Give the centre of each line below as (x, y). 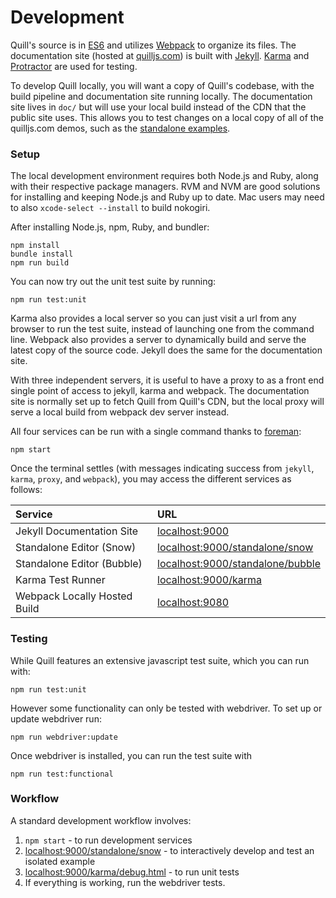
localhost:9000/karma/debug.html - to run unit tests (132, 872)
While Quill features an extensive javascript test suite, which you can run (160, 660)
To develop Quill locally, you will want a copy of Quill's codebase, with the (162, 85)
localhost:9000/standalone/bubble (239, 564)
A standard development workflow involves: (101, 820)
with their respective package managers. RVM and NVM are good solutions (165, 187)
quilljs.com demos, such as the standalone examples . (120, 128)
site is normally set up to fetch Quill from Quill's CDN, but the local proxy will (167, 402)
